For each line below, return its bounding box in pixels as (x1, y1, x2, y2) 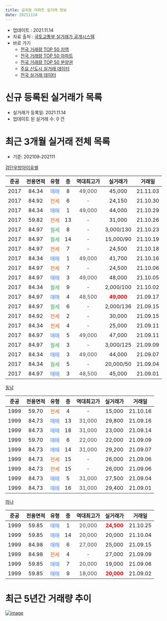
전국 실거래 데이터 (20, 72, 56, 78)
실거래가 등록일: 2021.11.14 (12, 110, 66, 116)
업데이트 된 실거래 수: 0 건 (12, 116, 65, 122)
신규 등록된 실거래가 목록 (5, 92, 103, 103)
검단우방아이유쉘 (5, 164, 39, 171)
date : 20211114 (5, 12, 38, 17)
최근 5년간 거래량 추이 (5, 593, 92, 605)
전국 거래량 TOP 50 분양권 (20, 59, 73, 65)
